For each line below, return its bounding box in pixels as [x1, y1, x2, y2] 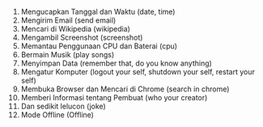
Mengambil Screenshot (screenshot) [20, 32, 143, 42]
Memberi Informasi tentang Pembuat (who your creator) [20, 93, 208, 102]
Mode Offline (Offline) [20, 110, 94, 120]
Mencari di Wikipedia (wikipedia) [20, 24, 130, 33]
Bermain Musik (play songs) [20, 50, 115, 59]
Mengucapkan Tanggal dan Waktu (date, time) [20, 7, 176, 16]
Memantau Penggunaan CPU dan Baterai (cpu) [20, 41, 177, 51]
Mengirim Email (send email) [20, 15, 117, 25]
